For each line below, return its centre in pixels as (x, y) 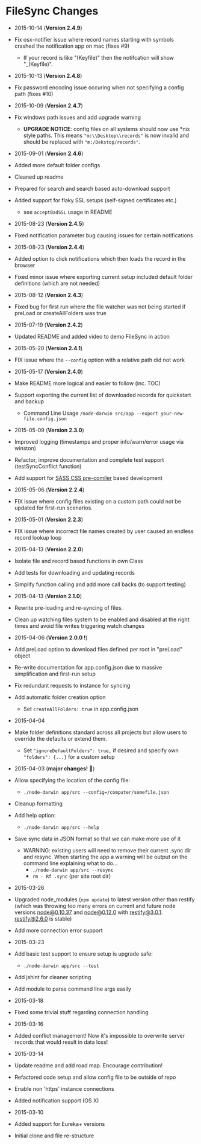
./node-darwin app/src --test (61, 966)
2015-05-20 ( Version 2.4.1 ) (48, 348)
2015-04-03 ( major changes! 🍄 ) (54, 769)
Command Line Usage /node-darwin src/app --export (91, 413)
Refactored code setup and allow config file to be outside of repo (95, 1077)
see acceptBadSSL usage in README (68, 212)
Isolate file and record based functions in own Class (79, 561)
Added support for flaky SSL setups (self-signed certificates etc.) (95, 200)
